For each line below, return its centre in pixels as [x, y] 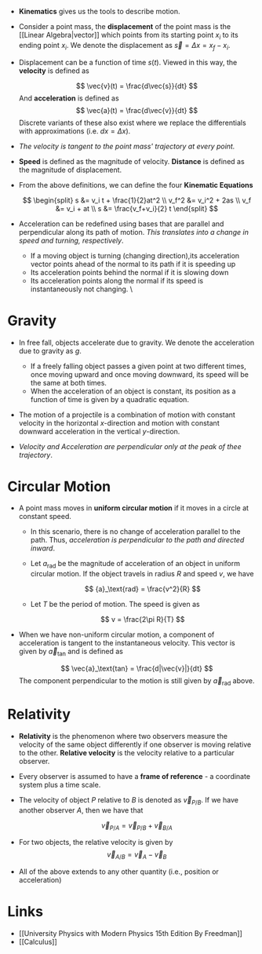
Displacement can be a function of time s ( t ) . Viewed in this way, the [128, 62]
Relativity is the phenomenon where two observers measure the [123, 736]
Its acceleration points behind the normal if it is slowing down [129, 272]
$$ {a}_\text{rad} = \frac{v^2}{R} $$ [143, 589]
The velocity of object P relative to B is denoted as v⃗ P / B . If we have [128, 800]
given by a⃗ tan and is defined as [71, 652]
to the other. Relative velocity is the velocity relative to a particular [126, 752]
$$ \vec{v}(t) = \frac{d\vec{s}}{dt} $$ [136, 86]
